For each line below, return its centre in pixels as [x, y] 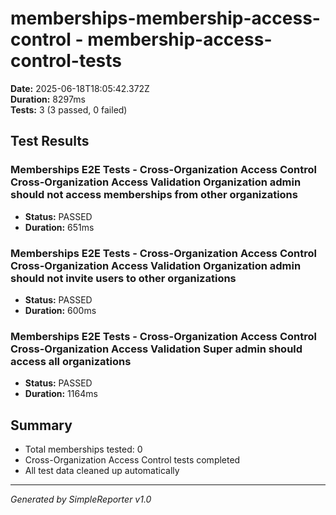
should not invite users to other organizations [123, 278]
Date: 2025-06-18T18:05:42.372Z [80, 88]
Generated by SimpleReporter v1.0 [81, 499]
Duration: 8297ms [48, 99]
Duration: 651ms [59, 227]
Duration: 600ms [60, 310]
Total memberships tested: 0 [83, 449]
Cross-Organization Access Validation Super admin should [156, 349]
